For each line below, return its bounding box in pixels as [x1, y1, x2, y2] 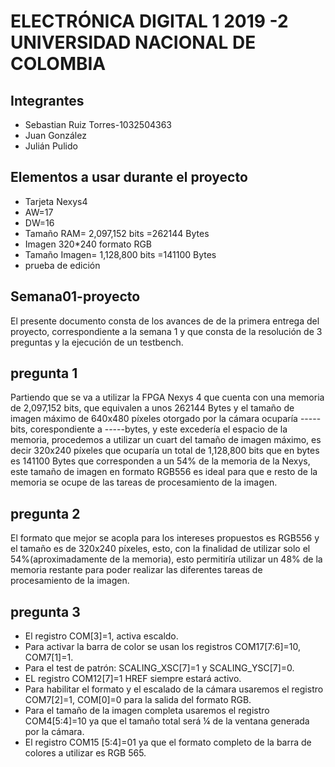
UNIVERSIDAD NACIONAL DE [10, 31, 257, 54]
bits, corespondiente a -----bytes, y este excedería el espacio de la [10, 423, 288, 435]
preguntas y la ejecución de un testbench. [10, 336, 184, 348]
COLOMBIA [10, 53, 107, 75]
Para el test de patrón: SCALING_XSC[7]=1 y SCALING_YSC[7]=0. [24, 662, 295, 674]
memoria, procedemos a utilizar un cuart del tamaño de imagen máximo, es [10, 434, 322, 446]
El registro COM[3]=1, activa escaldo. [24, 630, 179, 642]
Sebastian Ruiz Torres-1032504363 [24, 119, 173, 130]
